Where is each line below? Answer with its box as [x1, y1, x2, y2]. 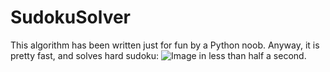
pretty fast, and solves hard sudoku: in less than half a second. [10, 49, 307, 61]
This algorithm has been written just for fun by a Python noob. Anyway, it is [10, 39, 320, 51]
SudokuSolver [10, 6, 132, 29]
